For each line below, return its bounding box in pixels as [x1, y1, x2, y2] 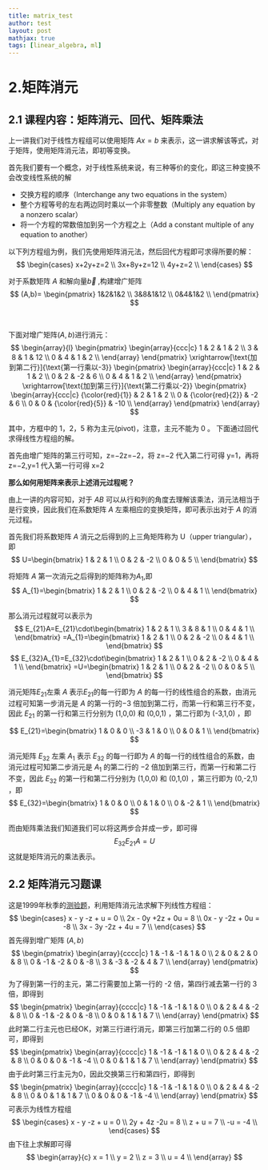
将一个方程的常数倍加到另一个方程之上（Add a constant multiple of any [19, 220, 254, 229]
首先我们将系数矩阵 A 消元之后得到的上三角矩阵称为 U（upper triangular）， [8, 532, 256, 542]
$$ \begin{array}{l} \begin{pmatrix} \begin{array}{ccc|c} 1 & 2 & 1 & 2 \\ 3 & [10, 343, 258, 353]
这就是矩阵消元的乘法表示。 [8, 851, 100, 861]
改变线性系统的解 [14, 173, 72, 183]
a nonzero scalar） [19, 210, 82, 220]
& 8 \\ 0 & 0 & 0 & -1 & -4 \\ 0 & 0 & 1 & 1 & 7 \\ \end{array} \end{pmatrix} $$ [10, 1055, 258, 1065]
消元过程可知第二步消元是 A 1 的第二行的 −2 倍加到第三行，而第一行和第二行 [8, 762, 257, 774]
